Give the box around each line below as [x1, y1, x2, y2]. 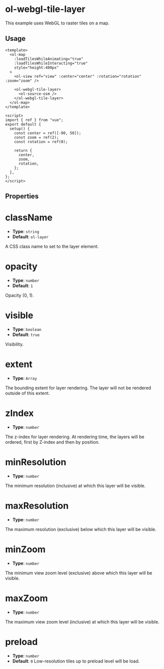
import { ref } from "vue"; [5, 117, 64, 123]
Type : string [12, 228, 39, 235]
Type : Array [12, 375, 37, 381]
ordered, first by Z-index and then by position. [5, 439, 100, 445]
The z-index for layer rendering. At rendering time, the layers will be [5, 434, 145, 440]
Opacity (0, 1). [5, 293, 34, 299]
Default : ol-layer [12, 234, 49, 240]
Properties [5, 192, 39, 200]
